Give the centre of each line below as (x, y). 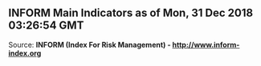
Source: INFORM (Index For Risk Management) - (90, 45)
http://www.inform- (206, 45)
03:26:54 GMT (46, 26)
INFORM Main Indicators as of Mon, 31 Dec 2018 (131, 13)
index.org (25, 53)
